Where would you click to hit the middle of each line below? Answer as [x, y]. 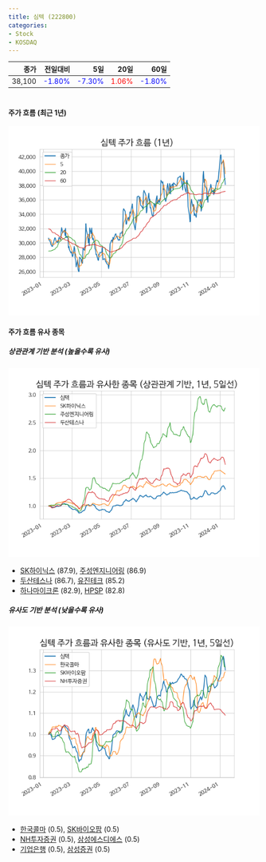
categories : [28, 25]
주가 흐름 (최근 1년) [37, 113]
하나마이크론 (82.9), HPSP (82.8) [72, 590]
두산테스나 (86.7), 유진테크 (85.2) [72, 580]
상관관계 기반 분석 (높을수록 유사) [59, 352]
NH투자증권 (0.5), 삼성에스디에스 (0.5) [80, 839]
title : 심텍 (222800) [43, 17]
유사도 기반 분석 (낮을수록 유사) [56, 610]
